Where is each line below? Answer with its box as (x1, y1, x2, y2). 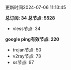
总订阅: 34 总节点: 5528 (5, 15, 55, 21)
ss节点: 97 (12, 59, 34, 65)
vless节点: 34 (12, 25, 41, 31)
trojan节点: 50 (12, 47, 42, 52)
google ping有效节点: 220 (5, 36, 59, 42)
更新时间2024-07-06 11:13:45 (5, 4, 66, 10)
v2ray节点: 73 (12, 53, 41, 59)
